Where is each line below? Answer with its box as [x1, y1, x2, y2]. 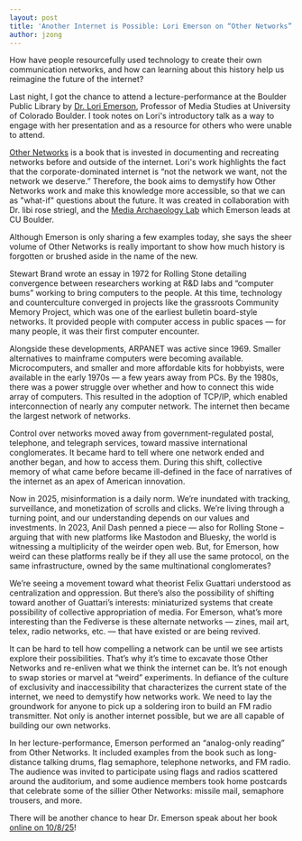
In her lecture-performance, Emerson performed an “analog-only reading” [9, 737, 286, 749]
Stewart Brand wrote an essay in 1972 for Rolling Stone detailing [9, 268, 247, 280]
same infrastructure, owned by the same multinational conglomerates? [9, 560, 272, 571]
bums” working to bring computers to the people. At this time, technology [9, 288, 282, 299]
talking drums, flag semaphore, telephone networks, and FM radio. [43, 757, 291, 768]
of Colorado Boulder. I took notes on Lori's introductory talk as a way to [9, 110, 275, 122]
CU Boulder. [9, 214, 54, 226]
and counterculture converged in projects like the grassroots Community [9, 297, 279, 308]
